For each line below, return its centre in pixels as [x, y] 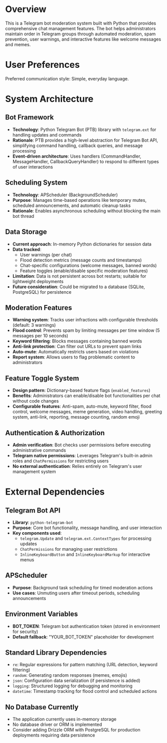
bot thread [23, 216]
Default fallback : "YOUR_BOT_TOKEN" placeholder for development [83, 637]
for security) [25, 632]
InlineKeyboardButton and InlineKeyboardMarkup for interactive [85, 554]
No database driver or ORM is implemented [57, 724]
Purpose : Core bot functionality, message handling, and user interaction [87, 528]
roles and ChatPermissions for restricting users [60, 461]
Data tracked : [27, 249]
